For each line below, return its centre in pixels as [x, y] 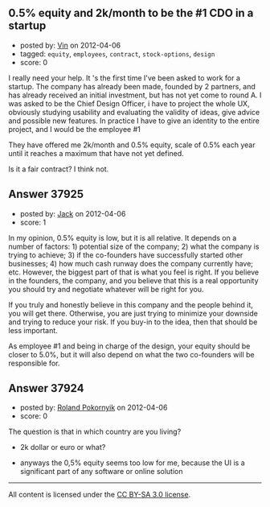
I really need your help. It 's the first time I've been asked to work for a [125, 78]
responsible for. [34, 363]
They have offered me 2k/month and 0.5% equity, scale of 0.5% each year [132, 145]
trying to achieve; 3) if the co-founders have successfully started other [126, 255]
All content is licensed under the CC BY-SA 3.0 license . [100, 495]
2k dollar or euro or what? [63, 447]
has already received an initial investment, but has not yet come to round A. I [135, 95]
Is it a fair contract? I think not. [59, 169]
